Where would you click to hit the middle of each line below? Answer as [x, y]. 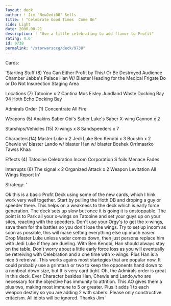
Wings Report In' [23, 174]
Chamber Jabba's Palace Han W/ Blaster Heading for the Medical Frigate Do [86, 78]
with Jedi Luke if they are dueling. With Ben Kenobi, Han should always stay [85, 243]
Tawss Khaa [18, 149]
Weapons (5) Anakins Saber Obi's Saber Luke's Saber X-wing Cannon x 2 [83, 119]
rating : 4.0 [18, 39]
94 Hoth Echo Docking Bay [34, 99]
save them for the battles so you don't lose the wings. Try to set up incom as [86, 227]
